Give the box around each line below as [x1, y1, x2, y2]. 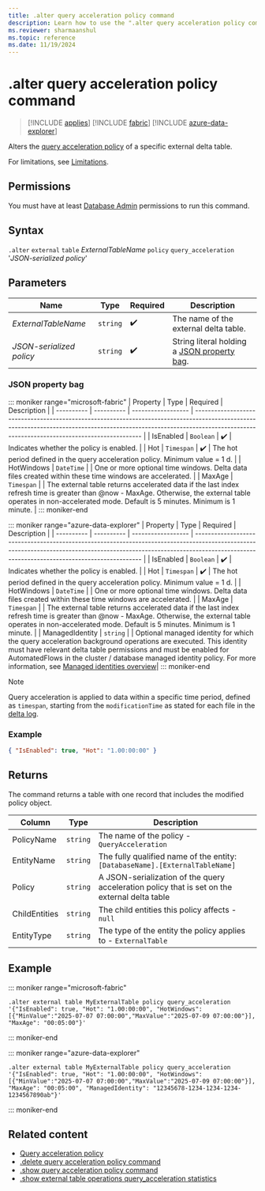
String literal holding [172, 335, 247, 346]
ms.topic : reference [8, 33, 77, 42]
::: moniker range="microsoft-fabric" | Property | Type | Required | [8, 397, 223, 406]
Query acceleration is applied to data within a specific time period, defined [8, 692, 251, 701]
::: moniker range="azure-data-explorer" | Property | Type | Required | [8, 520, 237, 530]
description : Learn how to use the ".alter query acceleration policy [8, 19, 245, 27]
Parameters [8, 276, 67, 289]
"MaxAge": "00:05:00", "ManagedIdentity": [8, 1084, 150, 1092]
